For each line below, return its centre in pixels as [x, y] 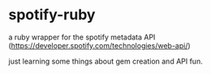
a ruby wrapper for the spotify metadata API [82, 37]
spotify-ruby [52, 15]
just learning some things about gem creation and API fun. [105, 61]
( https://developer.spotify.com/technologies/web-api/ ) [99, 45]
